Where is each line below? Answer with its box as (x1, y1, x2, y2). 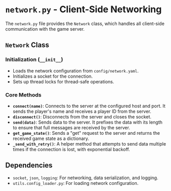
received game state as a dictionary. (12, 135, 89, 141)
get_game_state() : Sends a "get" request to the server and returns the (12, 130, 160, 136)
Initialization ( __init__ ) (5, 56, 63, 63)
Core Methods (5, 91, 42, 98)
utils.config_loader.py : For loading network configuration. (12, 180, 139, 186)
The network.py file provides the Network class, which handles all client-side (5, 20, 165, 27)
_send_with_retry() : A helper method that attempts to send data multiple (12, 140, 166, 147)
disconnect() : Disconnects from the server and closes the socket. (12, 113, 152, 120)
